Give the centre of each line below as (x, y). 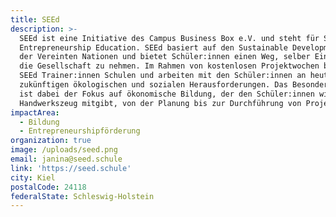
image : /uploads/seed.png (64, 150)
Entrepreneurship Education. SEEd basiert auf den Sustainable (153, 47)
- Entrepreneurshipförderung (80, 131)
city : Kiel (33, 177)
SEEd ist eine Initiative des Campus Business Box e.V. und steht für (169, 38)
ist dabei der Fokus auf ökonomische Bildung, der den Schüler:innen (167, 94)
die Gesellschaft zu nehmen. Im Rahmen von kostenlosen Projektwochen (169, 66)
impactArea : (35, 112)
